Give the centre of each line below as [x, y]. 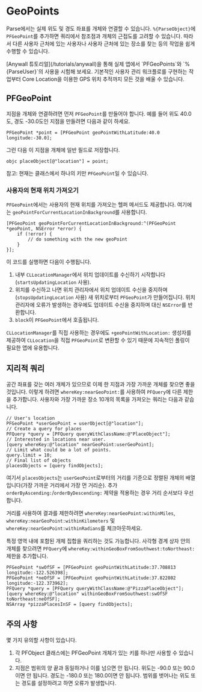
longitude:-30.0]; [29, 138]
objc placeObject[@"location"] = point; [58, 161]
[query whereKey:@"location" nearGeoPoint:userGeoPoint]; [80, 444]
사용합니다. [134, 212]
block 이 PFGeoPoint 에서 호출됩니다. [57, 320]
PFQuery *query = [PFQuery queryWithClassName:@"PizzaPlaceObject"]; [95, 588]
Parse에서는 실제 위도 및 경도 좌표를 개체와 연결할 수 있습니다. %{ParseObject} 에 [101, 28]
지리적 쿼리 [26, 369]
